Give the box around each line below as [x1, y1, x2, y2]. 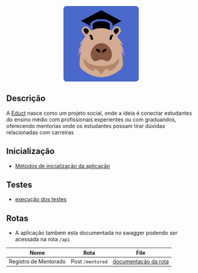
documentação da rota [113, 258, 169, 265]
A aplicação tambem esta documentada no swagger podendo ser [14, 230, 178, 237]
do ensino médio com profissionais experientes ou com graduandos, [6, 115, 176, 123]
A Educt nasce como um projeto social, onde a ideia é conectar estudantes [6, 109, 193, 117]
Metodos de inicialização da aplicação [14, 162, 110, 169]
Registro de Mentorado [8, 258, 66, 265]
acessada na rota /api [14, 236, 70, 243]
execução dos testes [14, 196, 67, 203]
